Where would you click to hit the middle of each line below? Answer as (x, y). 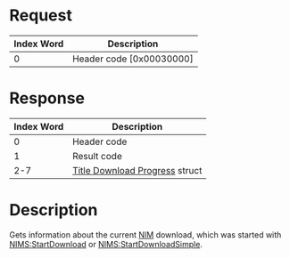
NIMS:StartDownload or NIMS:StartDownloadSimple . (106, 244)
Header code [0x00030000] (133, 59)
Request (41, 16)
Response (47, 98)
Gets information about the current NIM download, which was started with (145, 234)
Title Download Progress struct (137, 170)
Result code (97, 156)
